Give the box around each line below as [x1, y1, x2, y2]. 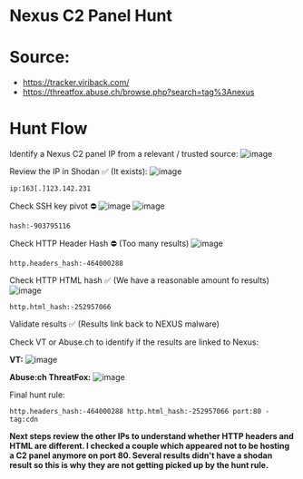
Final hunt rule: [9, 389, 65, 400]
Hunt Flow [9, 119, 88, 139]
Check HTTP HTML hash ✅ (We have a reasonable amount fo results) [9, 275, 270, 286]
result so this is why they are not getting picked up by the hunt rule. [9, 460, 269, 471]
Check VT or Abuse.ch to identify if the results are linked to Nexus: [9, 337, 259, 347]
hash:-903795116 [9, 221, 71, 231]
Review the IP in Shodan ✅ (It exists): [9, 166, 148, 177]
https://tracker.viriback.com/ [22, 77, 130, 88]
